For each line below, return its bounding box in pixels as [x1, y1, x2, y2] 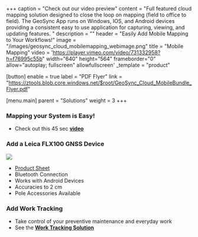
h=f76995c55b [6, 56, 43, 62]
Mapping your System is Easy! [6, 112, 96, 120]
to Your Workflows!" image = [6, 37, 77, 43]
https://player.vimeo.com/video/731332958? [53, 49, 161, 56]
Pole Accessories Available [14, 189, 81, 197]
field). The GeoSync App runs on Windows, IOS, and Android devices [6, 18, 175, 24]
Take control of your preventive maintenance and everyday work [14, 217, 173, 225]
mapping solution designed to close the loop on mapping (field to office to [6, 11, 187, 18]
